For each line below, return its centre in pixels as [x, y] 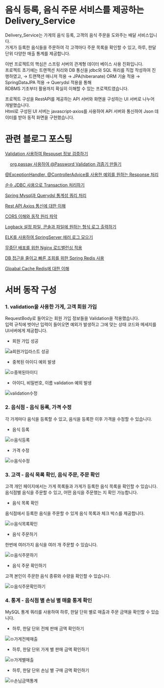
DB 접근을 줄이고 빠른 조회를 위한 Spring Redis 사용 [55, 258]
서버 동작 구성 [31, 290]
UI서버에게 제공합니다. [26, 331]
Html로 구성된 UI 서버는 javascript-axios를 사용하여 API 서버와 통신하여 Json [79, 111]
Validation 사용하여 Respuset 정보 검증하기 [47, 153]
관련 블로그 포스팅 [39, 139]
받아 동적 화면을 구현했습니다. [46, 117]
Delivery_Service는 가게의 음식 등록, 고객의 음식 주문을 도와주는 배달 [71, 35]
